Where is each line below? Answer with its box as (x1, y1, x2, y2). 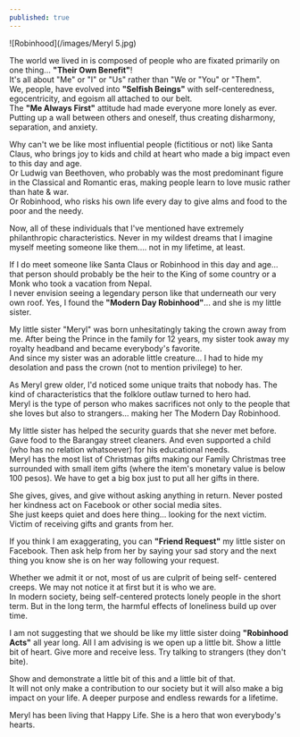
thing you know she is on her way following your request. (9, 555, 220, 565)
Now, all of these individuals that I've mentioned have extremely (9, 223, 244, 233)
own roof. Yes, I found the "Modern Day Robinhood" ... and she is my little (9, 297, 281, 308)
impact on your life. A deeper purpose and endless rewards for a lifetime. (9, 692, 279, 703)
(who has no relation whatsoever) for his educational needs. (9, 444, 230, 454)
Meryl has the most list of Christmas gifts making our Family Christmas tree (9, 453, 287, 464)
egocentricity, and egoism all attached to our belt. (9, 93, 193, 104)
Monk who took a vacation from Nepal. (9, 278, 153, 289)
